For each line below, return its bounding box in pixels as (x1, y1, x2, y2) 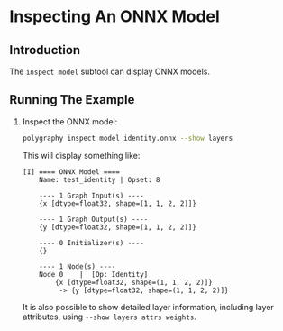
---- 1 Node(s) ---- (39, 262, 116, 271)
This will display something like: (22, 150, 141, 161)
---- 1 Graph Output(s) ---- (39, 215, 149, 224)
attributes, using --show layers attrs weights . (22, 311, 196, 322)
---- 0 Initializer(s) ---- (39, 238, 144, 247)
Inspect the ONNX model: (22, 115, 118, 127)
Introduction (9, 42, 81, 58)
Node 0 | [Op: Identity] (39, 270, 149, 279)
